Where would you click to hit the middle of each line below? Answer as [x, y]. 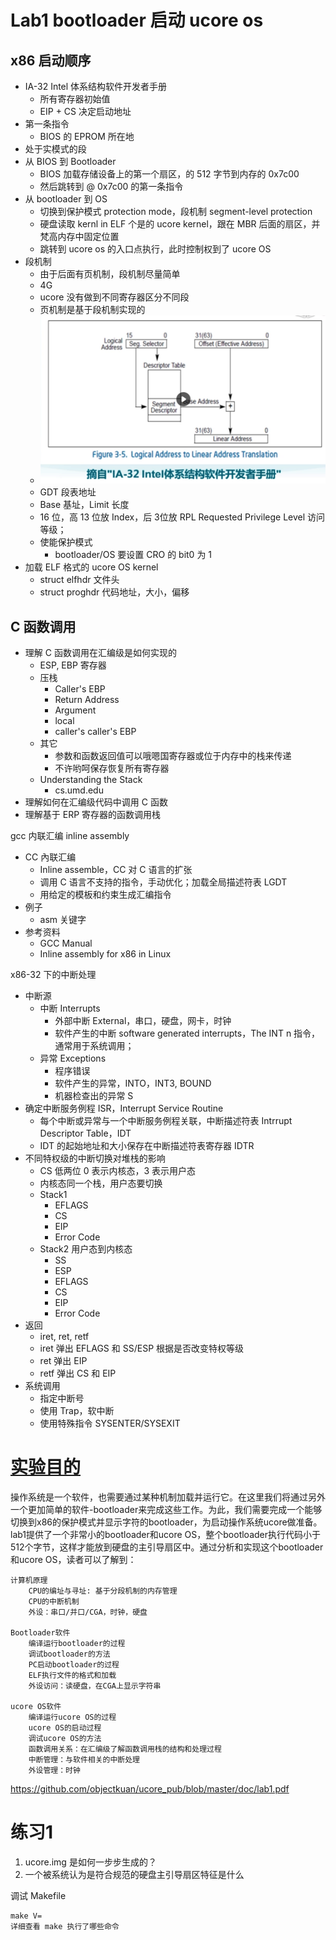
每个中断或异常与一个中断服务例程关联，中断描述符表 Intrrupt [166, 1121]
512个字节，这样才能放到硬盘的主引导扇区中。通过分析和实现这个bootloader [167, 1547]
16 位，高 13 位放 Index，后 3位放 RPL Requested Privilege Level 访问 [182, 517]
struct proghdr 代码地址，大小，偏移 [114, 592]
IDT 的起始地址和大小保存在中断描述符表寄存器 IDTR [147, 1146]
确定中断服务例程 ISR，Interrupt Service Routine [124, 1108]
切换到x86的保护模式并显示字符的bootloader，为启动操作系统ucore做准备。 [166, 1522]
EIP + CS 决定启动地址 [85, 111]
